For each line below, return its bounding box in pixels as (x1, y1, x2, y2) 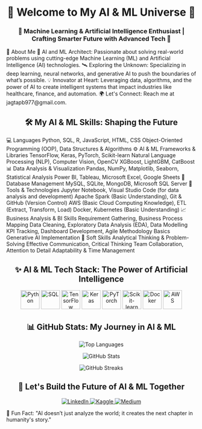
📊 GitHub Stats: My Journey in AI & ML (27, 321, 176, 332)
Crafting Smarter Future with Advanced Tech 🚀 (31, 34, 171, 43)
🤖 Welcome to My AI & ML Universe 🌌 (7, 5, 196, 19)
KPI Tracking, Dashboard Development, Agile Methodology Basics (6, 228, 171, 235)
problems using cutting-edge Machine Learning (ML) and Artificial (6, 54, 171, 62)
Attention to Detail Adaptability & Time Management (6, 247, 135, 254)
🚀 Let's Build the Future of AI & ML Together (17, 382, 185, 392)
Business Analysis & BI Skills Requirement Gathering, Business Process (6, 214, 183, 222)
